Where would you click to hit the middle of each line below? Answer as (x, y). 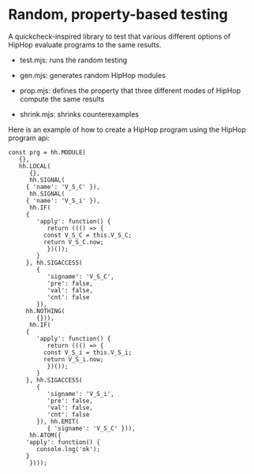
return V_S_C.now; (73, 242)
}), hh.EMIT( (58, 421)
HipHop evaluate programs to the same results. (85, 44)
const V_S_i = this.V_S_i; (88, 353)
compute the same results (62, 99)
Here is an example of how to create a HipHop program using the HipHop (127, 129)
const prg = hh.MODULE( (47, 152)
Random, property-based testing (118, 15)
